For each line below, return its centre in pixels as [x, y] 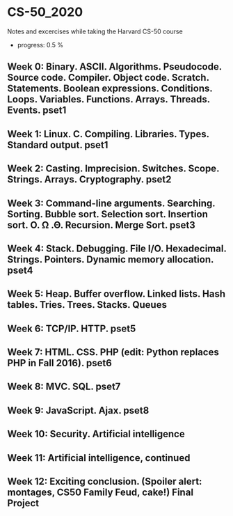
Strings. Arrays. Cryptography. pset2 [89, 179]
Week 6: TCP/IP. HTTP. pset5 [72, 328]
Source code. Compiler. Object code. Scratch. [108, 78]
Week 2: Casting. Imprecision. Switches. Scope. [113, 169]
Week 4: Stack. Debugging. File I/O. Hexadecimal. [117, 248]
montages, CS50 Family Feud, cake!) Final [100, 493]
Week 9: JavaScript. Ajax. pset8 [78, 411]
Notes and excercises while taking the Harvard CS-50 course [95, 31]
